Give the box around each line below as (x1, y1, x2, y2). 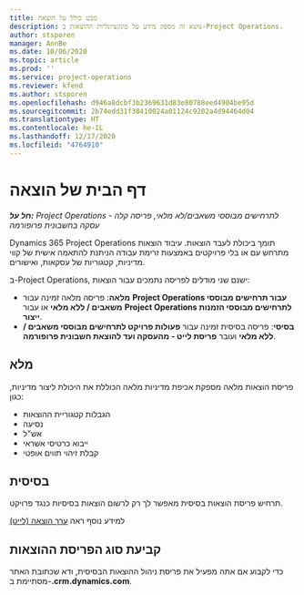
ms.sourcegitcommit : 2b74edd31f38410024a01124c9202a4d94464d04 (9, 107, 255, 116)
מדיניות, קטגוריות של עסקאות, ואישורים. (9, 256, 146, 267)
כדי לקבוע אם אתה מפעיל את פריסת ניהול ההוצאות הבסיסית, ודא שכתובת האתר (9, 566, 284, 577)
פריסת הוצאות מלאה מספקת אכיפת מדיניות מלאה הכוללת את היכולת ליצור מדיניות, (9, 381, 294, 392)
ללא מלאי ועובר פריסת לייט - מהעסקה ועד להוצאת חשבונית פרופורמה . (22, 330, 276, 342)
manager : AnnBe (9, 38, 67, 48)
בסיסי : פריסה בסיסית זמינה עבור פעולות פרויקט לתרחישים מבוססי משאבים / (22, 321, 295, 332)
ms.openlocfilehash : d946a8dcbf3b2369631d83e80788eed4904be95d (9, 97, 255, 108)
